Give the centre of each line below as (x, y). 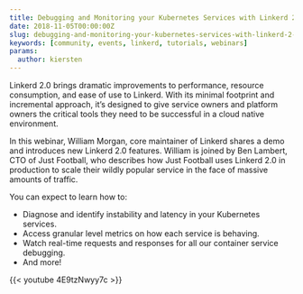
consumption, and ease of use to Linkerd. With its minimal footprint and (142, 95)
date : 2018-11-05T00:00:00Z (62, 26)
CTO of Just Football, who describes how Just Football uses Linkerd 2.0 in (147, 160)
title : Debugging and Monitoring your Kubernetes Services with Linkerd (149, 18)
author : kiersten (50, 60)
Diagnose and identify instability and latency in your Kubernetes (141, 214)
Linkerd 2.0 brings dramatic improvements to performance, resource (137, 85)
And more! (42, 262)
